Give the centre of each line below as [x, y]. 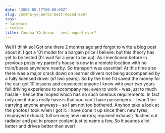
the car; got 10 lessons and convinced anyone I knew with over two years [80, 84]
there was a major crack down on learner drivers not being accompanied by [82, 73]
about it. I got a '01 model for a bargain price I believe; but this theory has [80, 52]
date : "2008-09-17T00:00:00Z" [36, 10]
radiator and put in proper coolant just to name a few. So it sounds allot [78, 121]
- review [14, 28]
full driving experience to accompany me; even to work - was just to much [81, 89]
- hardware [16, 24]
